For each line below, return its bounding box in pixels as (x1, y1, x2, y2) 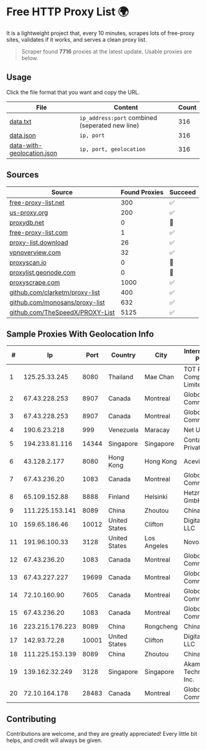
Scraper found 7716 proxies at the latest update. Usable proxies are (21, 47, 192, 55)
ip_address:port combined (79, 113, 158, 122)
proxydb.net (9, 218, 45, 227)
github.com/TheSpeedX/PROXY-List (9, 308, 115, 316)
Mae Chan (144, 373, 175, 381)
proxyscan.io (9, 258, 47, 267)
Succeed (169, 188, 196, 197)
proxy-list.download (9, 238, 69, 246)
